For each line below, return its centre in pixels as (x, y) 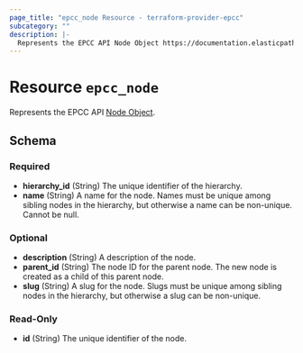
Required (30, 166)
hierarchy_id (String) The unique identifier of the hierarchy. (132, 186)
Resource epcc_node (84, 87)
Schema (33, 140)
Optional (28, 238)
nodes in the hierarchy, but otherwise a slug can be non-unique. (142, 296)
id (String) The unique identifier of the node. (105, 339)
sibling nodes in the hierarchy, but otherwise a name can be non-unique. (157, 204)
